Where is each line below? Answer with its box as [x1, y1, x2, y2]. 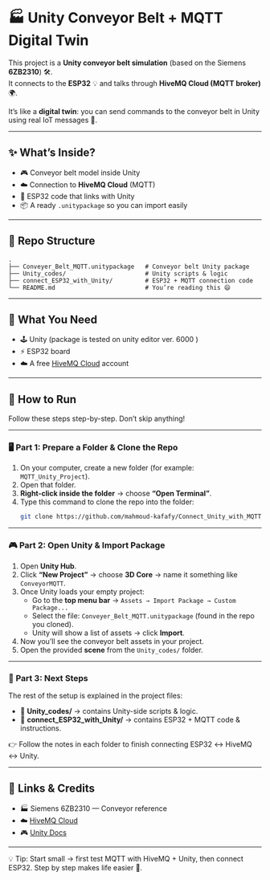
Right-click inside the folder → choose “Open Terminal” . [19, 489, 212, 499]
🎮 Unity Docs [19, 827, 67, 837]
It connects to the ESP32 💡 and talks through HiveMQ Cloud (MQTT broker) [8, 78, 261, 88]
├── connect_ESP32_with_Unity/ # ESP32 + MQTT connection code [8, 276, 253, 284]
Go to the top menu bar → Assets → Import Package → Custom [31, 595, 236, 605]
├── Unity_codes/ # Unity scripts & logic [8, 269, 228, 278]
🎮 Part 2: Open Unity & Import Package [8, 540, 166, 551]
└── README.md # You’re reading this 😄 [8, 283, 231, 291]
